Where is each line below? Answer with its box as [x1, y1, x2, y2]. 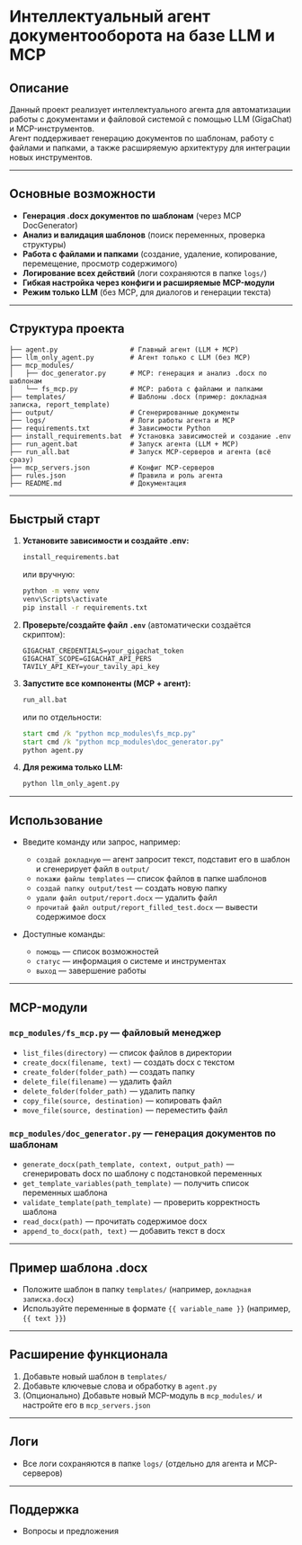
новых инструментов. [9, 152, 93, 163]
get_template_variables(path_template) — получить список [22, 1178, 250, 1189]
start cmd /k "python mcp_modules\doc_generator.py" [22, 737, 225, 746]
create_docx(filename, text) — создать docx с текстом [22, 1057, 235, 1067]
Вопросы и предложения [22, 1526, 120, 1537]
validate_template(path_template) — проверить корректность [22, 1197, 261, 1208]
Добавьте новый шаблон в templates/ [22, 1371, 168, 1381]
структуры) [22, 238, 67, 249]
